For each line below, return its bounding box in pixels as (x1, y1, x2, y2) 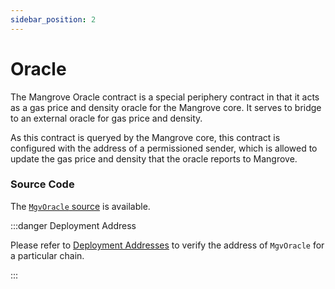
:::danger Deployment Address (10, 219, 137, 231)
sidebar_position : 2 (10, 14, 97, 25)
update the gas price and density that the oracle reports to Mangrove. (10, 152, 298, 165)
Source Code (10, 177, 75, 191)
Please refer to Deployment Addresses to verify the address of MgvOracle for (10, 239, 325, 251)
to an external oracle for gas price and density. (10, 112, 203, 124)
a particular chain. (10, 249, 85, 261)
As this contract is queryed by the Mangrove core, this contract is (10, 131, 281, 143)
